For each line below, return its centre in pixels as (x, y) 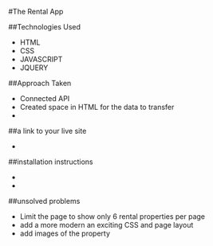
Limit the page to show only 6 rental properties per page (112, 217)
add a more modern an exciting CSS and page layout (106, 225)
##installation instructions (51, 162)
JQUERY (34, 68)
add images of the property (65, 233)
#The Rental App (36, 12)
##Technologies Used (45, 27)
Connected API (45, 98)
